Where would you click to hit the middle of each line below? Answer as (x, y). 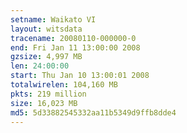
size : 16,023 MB (44, 103)
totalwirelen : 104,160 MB (64, 85)
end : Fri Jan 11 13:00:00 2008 (75, 47)
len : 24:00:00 (40, 66)
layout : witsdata (46, 29)
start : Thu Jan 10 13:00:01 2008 (80, 76)
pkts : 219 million (48, 94)
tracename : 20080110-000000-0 (73, 38)
